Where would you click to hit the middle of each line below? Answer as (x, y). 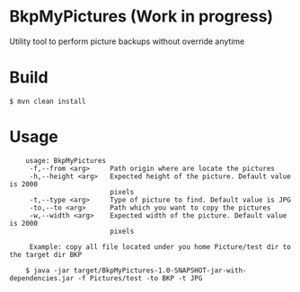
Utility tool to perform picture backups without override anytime (127, 41)
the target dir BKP (46, 254)
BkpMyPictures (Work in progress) (141, 17)
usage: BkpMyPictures (66, 160)
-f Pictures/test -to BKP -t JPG (140, 278)
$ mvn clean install (48, 101)
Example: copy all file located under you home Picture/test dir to (160, 247)
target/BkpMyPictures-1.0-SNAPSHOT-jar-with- (160, 271)
